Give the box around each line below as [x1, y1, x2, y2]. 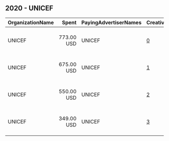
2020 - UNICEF [5, 4, 54, 13]
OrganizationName [8, 19, 54, 26]
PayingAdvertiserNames [81, 19, 142, 26]
